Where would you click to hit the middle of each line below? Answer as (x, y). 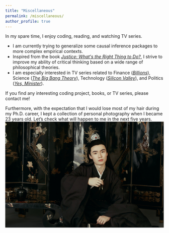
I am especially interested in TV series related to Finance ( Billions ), (81, 73)
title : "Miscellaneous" (30, 11)
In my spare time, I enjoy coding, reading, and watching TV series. (74, 36)
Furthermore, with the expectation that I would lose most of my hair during (82, 108)
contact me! (18, 99)
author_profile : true (28, 21)
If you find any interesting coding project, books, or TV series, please (77, 93)
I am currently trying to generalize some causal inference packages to (85, 46)
